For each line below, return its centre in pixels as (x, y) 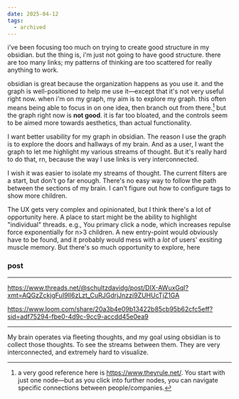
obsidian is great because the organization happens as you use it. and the (116, 84)
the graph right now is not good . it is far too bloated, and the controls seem (118, 115)
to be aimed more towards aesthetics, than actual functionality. (100, 123)
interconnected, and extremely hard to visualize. (78, 352)
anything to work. (33, 70)
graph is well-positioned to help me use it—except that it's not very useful (116, 91)
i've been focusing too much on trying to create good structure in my (108, 48)
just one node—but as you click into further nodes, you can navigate (118, 381)
